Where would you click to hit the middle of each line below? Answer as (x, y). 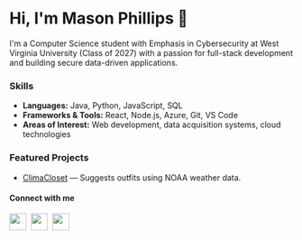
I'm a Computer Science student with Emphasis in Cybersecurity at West (144, 43)
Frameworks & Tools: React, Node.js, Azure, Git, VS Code (130, 115)
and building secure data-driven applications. (94, 62)
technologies (46, 134)
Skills (22, 86)
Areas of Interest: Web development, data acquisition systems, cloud (151, 125)
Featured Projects (49, 158)
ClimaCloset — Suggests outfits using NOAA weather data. (132, 177)
